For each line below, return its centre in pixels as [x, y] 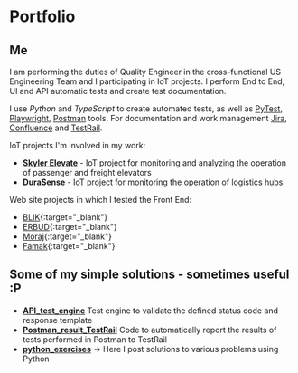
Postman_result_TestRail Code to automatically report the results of [149, 330]
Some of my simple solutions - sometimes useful [149, 275]
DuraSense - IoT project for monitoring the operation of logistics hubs [153, 182]
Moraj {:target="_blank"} [67, 236]
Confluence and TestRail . [56, 128]
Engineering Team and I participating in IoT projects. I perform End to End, [147, 81]
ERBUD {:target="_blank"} [70, 227]
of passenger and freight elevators [87, 172]
